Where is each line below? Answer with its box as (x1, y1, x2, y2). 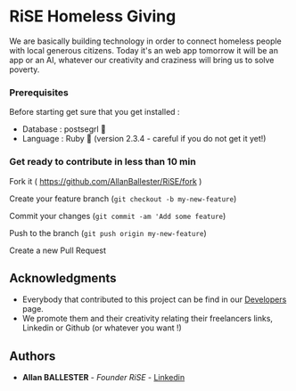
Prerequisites (9, 86, 69, 99)
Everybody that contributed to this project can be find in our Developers (21, 294, 287, 305)
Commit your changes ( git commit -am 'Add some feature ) (9, 210, 226, 221)
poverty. (9, 64, 40, 75)
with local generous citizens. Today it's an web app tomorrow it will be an (9, 45, 279, 55)
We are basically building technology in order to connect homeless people (9, 36, 283, 46)
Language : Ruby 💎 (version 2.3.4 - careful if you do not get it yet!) (21, 134, 267, 144)
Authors (9, 348, 56, 363)
